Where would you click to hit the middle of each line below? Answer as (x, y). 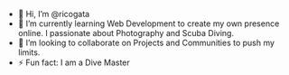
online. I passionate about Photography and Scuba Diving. (126, 33)
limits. (29, 52)
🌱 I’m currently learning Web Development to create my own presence (149, 23)
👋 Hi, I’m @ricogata (54, 14)
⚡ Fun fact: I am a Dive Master (74, 62)
